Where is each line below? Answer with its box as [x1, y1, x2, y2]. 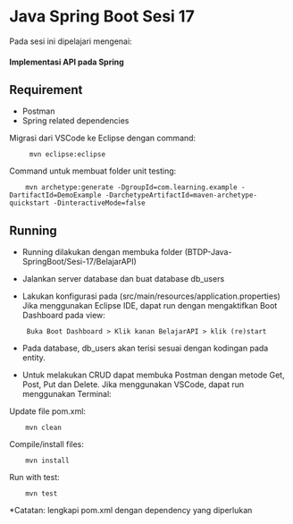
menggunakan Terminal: [21, 389, 112, 400]
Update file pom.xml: [9, 406, 87, 417]
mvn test [25, 489, 58, 498]
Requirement [9, 82, 83, 97]
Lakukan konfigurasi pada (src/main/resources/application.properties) [21, 291, 281, 301]
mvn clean [25, 423, 63, 433]
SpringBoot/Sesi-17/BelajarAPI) [21, 257, 137, 267]
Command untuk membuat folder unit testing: [9, 165, 177, 176]
